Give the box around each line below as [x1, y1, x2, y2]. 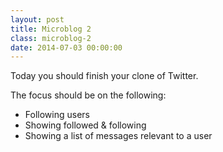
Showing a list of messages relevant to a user [24, 130, 213, 142]
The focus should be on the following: [10, 89, 167, 101]
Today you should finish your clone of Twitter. [10, 70, 199, 82]
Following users [24, 109, 90, 121]
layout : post [10, 14, 65, 25]
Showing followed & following [24, 119, 147, 131]
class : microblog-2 [10, 33, 92, 43]
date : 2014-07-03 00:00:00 [10, 42, 123, 53]
